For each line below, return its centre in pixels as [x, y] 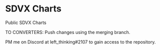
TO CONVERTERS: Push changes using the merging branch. [68, 32]
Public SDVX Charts [26, 22]
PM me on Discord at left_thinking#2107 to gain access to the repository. [81, 42]
